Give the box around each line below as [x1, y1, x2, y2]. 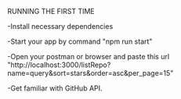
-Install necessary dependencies [7, 22, 114, 30]
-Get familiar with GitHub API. [7, 83, 103, 93]
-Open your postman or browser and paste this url [7, 52, 170, 61]
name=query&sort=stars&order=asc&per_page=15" [7, 69, 174, 77]
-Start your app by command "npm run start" [7, 37, 153, 46]
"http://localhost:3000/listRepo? [7, 60, 111, 69]
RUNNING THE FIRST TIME [7, 7, 95, 16]
